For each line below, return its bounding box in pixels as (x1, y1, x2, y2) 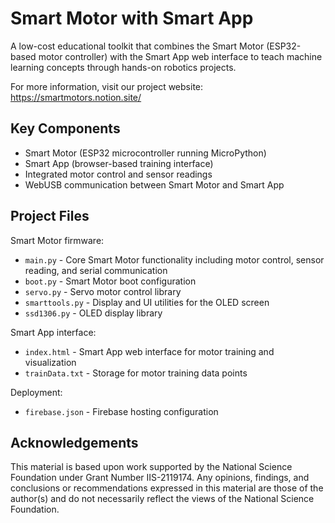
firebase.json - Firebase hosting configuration (24, 405, 219, 417)
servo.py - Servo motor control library (24, 285, 182, 297)
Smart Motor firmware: (10, 234, 105, 246)
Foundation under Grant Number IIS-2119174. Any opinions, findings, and (10, 472, 310, 484)
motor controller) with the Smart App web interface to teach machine (38, 50, 323, 62)
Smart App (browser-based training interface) (24, 157, 214, 169)
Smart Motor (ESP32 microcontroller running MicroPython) (24, 147, 267, 159)
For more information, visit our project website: (10, 80, 204, 92)
